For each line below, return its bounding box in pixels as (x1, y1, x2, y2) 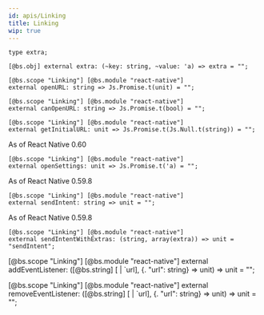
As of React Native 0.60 (8, 139, 86, 149)
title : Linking (8, 19, 59, 27)
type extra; (8, 49, 48, 57)
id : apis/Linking (8, 11, 66, 20)
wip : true (8, 26, 42, 34)
